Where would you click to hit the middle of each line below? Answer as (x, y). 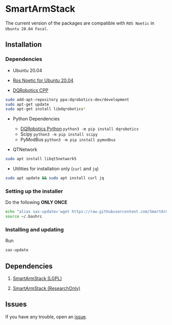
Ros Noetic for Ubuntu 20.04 (43, 80)
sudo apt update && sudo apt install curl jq (55, 178)
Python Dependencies (36, 119)
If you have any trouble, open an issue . (46, 317)
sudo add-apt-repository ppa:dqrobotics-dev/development (67, 100)
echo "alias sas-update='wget (38, 212)
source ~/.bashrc (24, 216)
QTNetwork (25, 149)
